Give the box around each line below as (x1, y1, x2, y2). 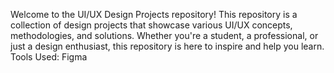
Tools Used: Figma (10, 51, 88, 63)
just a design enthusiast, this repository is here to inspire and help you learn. (10, 40, 325, 52)
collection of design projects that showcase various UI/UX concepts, (10, 19, 293, 31)
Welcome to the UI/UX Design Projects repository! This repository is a (10, 9, 298, 20)
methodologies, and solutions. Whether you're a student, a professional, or (10, 30, 319, 41)
